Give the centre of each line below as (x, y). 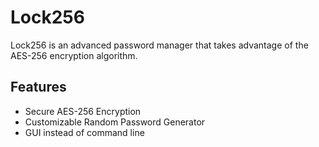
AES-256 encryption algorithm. (74, 55)
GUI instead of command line (84, 132)
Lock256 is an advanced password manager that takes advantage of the (159, 45)
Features (38, 87)
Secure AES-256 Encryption (83, 111)
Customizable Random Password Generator (115, 122)
